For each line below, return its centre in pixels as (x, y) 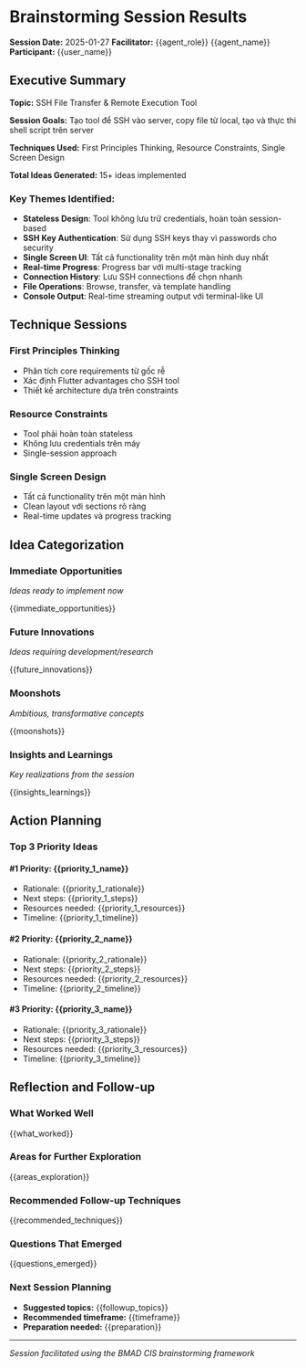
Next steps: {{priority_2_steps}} (82, 969)
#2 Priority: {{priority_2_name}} (71, 939)
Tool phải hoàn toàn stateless (78, 434)
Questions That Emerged (66, 1244)
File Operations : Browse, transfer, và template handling (127, 287)
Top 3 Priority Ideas (54, 847)
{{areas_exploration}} (50, 1176)
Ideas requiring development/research (82, 652)
